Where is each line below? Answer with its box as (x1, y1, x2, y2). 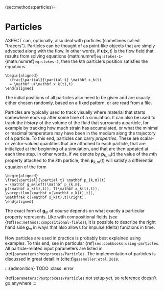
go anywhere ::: (5, 280, 37, 286)
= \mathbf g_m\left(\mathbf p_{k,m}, (5, 182, 82, 187)
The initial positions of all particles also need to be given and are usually (5, 94, 150, 100)
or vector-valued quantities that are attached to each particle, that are (5, 140, 146, 146)
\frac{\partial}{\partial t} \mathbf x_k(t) (9, 77, 102, 82)
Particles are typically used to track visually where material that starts (5, 109, 145, 115)
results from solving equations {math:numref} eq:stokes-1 (5, 53, 121, 59)
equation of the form (5, 164, 47, 170)
